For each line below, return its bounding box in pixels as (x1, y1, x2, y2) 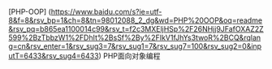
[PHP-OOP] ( (8, 7, 51, 16)
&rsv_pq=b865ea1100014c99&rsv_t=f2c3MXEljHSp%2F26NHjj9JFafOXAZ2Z (8, 24, 264, 33)
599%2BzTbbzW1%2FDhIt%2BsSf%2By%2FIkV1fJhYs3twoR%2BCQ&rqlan (8, 32, 261, 42)
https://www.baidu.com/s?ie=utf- (50, 7, 162, 16)
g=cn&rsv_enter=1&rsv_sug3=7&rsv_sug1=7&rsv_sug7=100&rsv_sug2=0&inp (8, 41, 262, 51)
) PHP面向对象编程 (98, 51, 161, 60)
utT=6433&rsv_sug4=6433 (8, 51, 99, 60)
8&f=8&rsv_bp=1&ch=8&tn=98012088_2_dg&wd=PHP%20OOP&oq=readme (8, 15, 262, 25)
